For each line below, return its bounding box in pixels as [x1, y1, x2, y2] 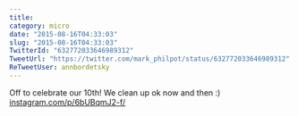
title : [9, 12, 34, 22]
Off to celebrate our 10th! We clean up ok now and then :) [9, 87, 221, 98]
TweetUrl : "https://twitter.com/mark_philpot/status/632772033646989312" [9, 54, 291, 63]
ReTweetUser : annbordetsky [9, 63, 110, 72]
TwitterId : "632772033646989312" [9, 46, 134, 55]
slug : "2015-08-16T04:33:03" [9, 37, 118, 47]
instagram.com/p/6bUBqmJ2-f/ [9, 96, 126, 107]
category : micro [9, 21, 70, 30]
